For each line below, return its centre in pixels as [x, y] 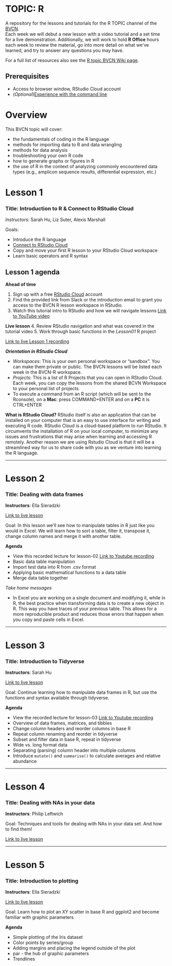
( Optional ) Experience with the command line [60, 94]
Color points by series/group [43, 942]
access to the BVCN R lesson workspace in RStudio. [68, 305]
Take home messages [29, 588]
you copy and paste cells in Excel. [48, 620]
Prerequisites [27, 77]
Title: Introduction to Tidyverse [45, 661]
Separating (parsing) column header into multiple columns [74, 750]
